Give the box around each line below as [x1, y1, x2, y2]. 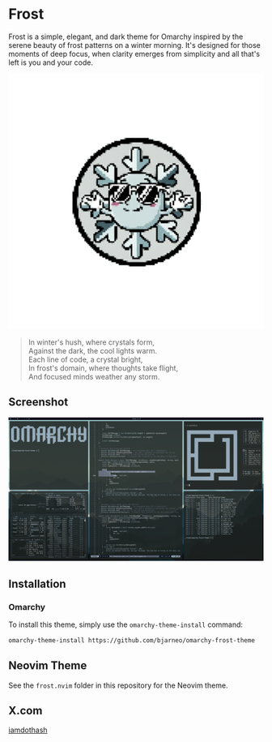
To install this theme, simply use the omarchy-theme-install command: [8, 620, 244, 629]
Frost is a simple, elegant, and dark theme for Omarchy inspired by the [8, 32, 244, 41]
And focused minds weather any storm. [28, 371, 160, 381]
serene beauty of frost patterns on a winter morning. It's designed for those [8, 40, 261, 49]
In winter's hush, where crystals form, [28, 337, 155, 347]
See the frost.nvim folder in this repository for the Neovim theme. [8, 680, 228, 690]
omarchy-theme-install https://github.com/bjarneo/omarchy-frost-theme [8, 636, 255, 645]
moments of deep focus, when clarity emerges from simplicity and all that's [8, 49, 261, 58]
